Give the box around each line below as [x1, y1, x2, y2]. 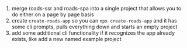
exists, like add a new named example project [11, 36, 122, 42]
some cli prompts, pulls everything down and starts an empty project [11, 23, 178, 30]
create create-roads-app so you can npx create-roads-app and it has [11, 17, 177, 24]
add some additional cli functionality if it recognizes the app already [11, 29, 175, 36]
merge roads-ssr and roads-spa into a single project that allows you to [11, 5, 182, 12]
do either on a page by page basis [11, 11, 95, 18]
